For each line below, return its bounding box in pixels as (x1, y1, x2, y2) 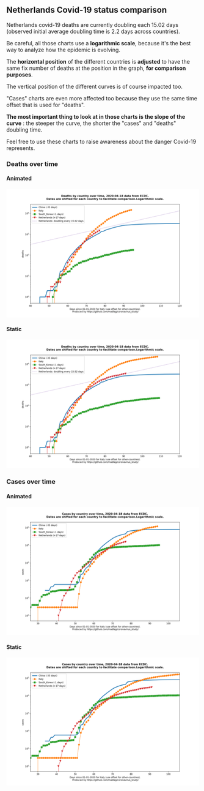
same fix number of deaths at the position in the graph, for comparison (6, 64, 186, 72)
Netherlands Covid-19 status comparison (6, 5, 167, 15)
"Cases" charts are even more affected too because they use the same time (6, 94, 197, 102)
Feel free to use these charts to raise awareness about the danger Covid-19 (6, 138, 197, 145)
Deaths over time (6, 159, 59, 168)
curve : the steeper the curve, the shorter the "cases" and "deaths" (6, 119, 177, 127)
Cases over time (6, 478, 56, 486)
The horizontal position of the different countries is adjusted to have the (6, 58, 191, 65)
